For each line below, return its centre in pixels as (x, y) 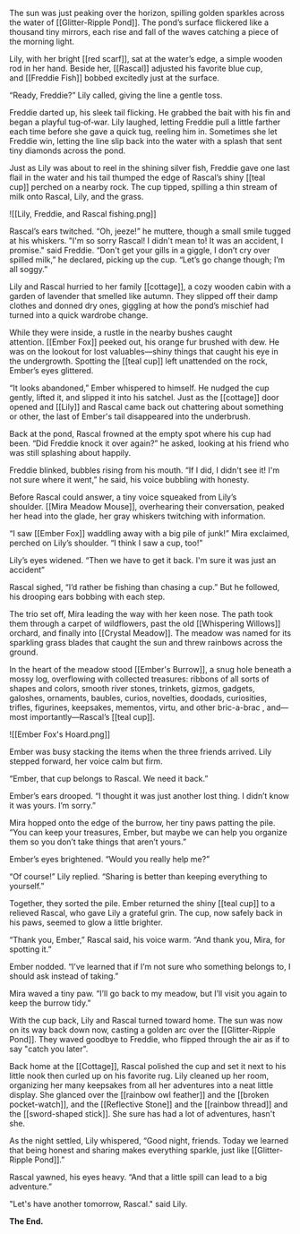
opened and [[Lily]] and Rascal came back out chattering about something (146, 407)
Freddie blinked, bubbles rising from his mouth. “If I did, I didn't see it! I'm (145, 470)
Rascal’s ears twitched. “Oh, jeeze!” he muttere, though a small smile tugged (150, 231)
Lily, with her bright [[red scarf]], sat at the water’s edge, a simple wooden (146, 59)
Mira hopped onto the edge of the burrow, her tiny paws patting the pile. (142, 823)
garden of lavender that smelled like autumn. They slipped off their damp (144, 296)
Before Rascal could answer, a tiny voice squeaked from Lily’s (123, 497)
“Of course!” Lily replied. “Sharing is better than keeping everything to (138, 876)
